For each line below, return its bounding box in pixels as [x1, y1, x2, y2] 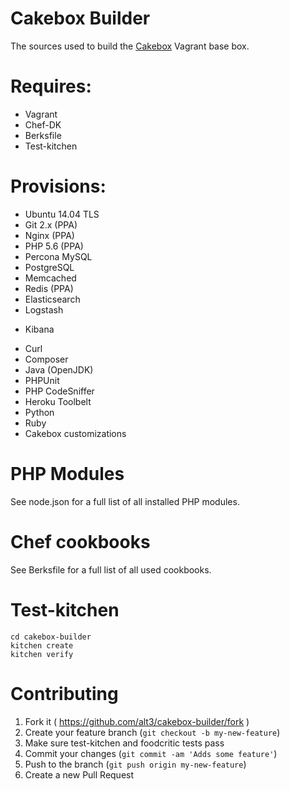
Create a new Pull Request [24, 768, 135, 781]
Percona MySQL [24, 250, 93, 262]
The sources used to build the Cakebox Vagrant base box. [10, 40, 250, 52]
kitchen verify [10, 649, 74, 659]
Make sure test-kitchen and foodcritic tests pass [24, 737, 225, 749]
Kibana [24, 323, 55, 335]
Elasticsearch [24, 293, 81, 305]
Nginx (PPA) [24, 229, 75, 241]
